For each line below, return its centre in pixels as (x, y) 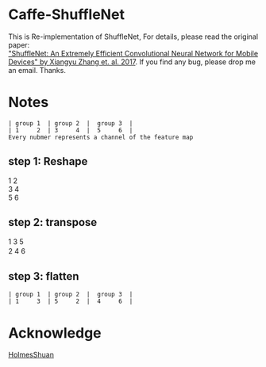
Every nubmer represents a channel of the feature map (101, 137)
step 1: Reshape (48, 161)
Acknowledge (55, 333)
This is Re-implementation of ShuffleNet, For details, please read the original (133, 36)
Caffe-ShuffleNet (67, 15)
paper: (19, 44)
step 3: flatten (44, 276)
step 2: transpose (53, 222)
